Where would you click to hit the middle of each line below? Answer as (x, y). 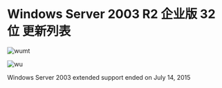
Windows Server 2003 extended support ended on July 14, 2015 (99, 77)
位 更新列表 (39, 31)
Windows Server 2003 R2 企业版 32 (111, 14)
